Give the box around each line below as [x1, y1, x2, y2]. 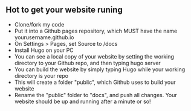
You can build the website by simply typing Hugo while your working [14, 66, 186, 73]
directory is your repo [14, 72, 69, 79]
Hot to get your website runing [5, 5, 123, 15]
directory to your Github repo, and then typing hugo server [14, 59, 161, 66]
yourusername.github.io [14, 33, 74, 41]
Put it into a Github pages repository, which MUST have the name [14, 27, 178, 34]
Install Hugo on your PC [14, 46, 74, 54]
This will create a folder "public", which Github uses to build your [14, 78, 176, 86]
